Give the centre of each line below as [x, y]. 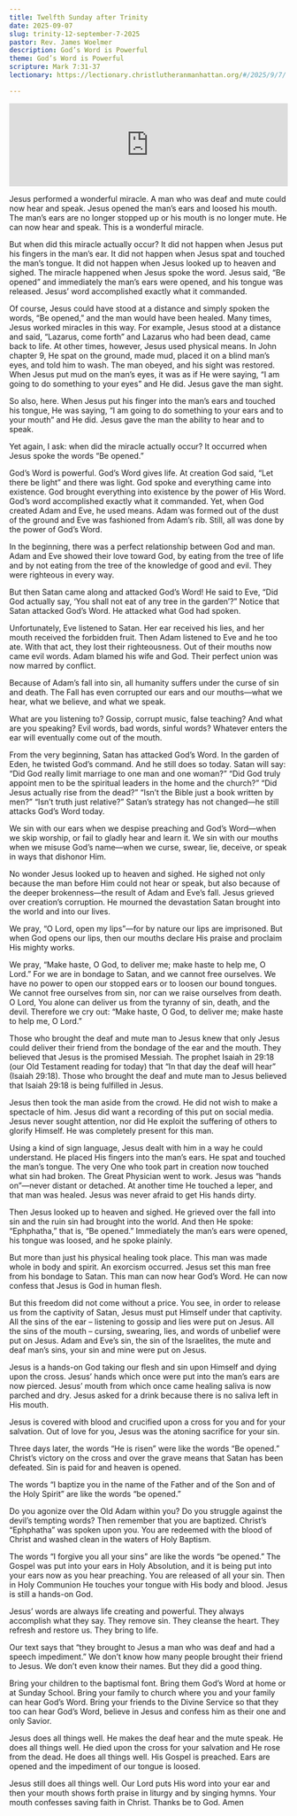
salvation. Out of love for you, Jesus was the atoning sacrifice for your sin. [145, 1431]
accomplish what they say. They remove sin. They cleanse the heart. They [145, 1620]
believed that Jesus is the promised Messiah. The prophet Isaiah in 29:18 [142, 1057]
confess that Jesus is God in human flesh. [85, 1285]
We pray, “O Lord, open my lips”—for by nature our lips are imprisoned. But [146, 928]
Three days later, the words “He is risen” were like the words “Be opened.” [145, 1448]
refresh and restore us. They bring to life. [84, 1630]
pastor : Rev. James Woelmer [61, 42]
